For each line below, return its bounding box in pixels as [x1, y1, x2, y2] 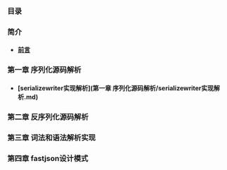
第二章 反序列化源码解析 [7, 111, 89, 121]
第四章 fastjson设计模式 [7, 153, 89, 163]
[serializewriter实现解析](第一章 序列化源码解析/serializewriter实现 [17, 83, 214, 92]
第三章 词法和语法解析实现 [7, 133, 97, 142]
